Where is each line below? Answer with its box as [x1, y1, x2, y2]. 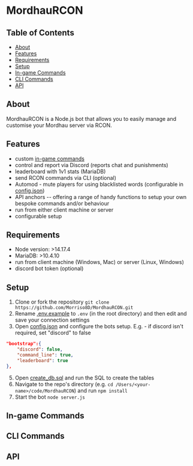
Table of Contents [6, 28, 75, 38]
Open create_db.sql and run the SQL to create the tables [14, 374, 155, 381]
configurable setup [14, 212, 62, 219]
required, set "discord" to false [14, 329, 91, 337]
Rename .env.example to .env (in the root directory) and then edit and [14, 310, 187, 317]
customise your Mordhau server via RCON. [6, 121, 112, 129]
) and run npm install [74, 387, 128, 394]
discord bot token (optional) [14, 265, 84, 272]
